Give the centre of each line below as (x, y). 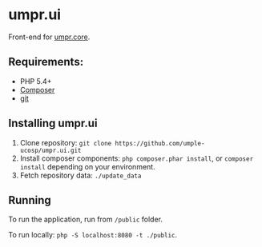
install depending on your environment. (87, 166)
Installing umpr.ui (53, 124)
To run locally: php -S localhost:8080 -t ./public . (93, 235)
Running (30, 200)
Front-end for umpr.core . (49, 37)
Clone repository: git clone (66, 142)
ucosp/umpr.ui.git (50, 150)
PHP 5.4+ (36, 81)
